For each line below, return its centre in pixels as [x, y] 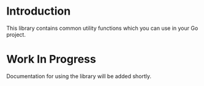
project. [16, 34]
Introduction [39, 11]
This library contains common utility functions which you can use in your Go [102, 28]
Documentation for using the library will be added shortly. [79, 76]
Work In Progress [51, 59]
